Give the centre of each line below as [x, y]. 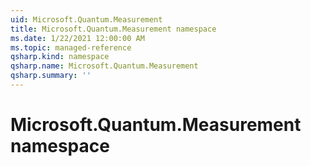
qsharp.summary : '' [51, 76]
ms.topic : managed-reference [71, 47]
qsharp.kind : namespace [60, 57]
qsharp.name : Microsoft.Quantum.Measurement [104, 66]
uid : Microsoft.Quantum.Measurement [86, 19]
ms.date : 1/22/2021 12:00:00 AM [77, 38]
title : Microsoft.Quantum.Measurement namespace [113, 29]
